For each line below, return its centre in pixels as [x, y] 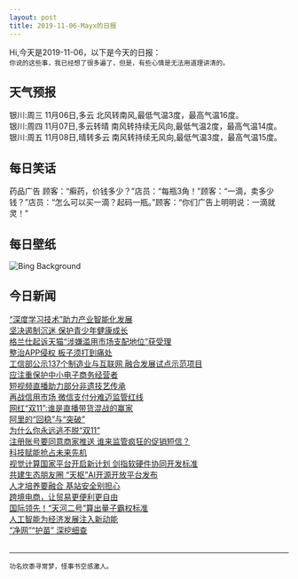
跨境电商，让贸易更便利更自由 [63, 496]
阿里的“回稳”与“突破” [47, 419]
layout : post [33, 17]
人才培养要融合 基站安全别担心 [65, 486]
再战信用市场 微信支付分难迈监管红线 [76, 397]
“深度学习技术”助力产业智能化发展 [71, 319]
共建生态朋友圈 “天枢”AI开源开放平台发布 [83, 474]
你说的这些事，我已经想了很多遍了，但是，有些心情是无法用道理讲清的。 [119, 63]
